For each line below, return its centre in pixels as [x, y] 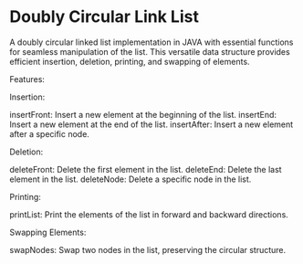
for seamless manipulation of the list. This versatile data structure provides [150, 51]
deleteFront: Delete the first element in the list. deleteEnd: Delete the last [146, 169]
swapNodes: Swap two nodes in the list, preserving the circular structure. [148, 249]
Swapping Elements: [48, 232]
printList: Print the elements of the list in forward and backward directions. [149, 214]
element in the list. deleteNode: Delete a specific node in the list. [131, 179]
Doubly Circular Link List [104, 17]
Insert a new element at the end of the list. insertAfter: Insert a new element [151, 124]
